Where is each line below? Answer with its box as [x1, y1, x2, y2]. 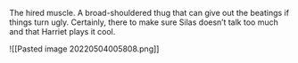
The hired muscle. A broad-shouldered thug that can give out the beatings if [9, 8, 290, 18]
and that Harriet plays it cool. [9, 27, 116, 36]
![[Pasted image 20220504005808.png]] [9, 43, 160, 54]
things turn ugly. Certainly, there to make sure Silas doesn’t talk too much [9, 17, 278, 28]
